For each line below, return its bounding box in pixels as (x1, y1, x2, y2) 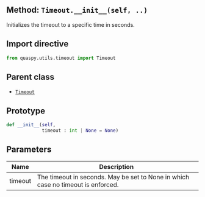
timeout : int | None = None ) (41, 127, 119, 134)
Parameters (6, 145, 52, 155)
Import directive (6, 39, 69, 49)
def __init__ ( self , (6, 122, 56, 128)
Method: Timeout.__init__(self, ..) (6, 5, 148, 15)
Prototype (6, 106, 46, 116)
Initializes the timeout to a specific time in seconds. (6, 21, 135, 28)
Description (99, 162, 134, 171)
